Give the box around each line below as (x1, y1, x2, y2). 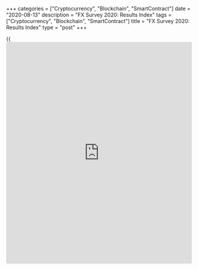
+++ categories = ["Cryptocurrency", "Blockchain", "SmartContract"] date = (6, 5, 191, 12)
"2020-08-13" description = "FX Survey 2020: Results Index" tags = (6, 11, 172, 18)
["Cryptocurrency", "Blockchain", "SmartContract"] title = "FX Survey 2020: (6, 18, 190, 24)
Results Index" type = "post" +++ (6, 24, 87, 31)
